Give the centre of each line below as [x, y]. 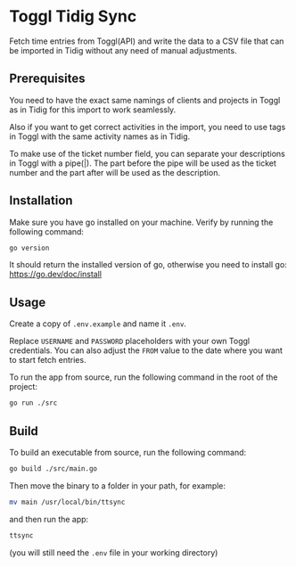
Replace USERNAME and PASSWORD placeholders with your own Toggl [130, 341]
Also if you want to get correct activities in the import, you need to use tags [148, 127]
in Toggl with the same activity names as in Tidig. [100, 136]
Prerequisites [47, 79]
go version [29, 248]
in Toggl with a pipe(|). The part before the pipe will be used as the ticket [143, 163]
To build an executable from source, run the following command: [128, 452]
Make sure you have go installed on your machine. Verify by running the [141, 222]
